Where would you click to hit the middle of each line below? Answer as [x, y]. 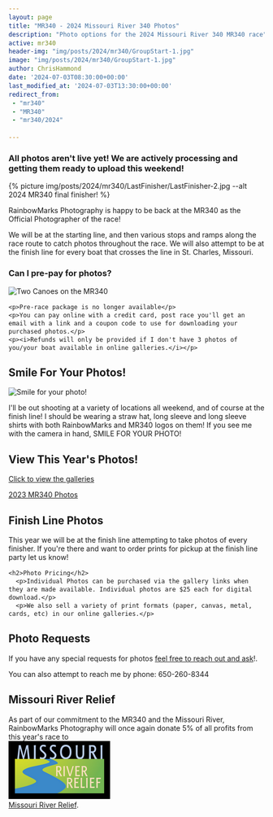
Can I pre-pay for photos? [60, 273]
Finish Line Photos [56, 520]
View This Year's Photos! [73, 459]
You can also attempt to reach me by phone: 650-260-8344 [109, 674]
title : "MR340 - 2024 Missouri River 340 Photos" [94, 26]
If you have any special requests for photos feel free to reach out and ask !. [133, 658]
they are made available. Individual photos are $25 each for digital [130, 590]
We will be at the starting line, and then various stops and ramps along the [132, 235]
